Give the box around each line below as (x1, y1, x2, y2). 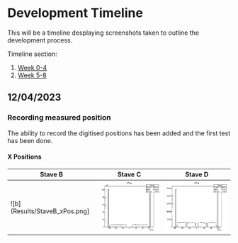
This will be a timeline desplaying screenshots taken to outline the (7, 28, 200, 37)
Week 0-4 (17, 63, 47, 72)
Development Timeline (7, 5, 144, 21)
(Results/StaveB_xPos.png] (10, 207, 90, 215)
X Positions (7, 152, 42, 161)
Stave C (117, 170, 142, 179)
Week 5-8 (17, 71, 47, 79)
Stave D (185, 170, 209, 179)
